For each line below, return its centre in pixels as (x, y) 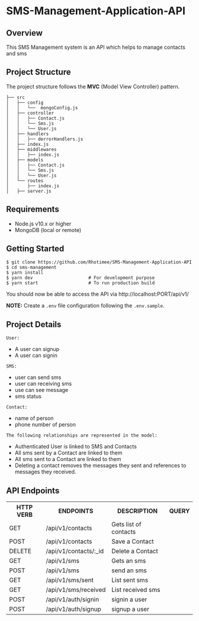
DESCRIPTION (138, 511)
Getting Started (35, 249)
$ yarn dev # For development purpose (81, 278)
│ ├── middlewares (32, 149)
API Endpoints (33, 490)
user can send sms (38, 377)
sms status (28, 396)
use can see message (41, 390)
